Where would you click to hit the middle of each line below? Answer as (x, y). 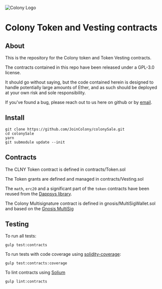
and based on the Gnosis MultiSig (40, 208)
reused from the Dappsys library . (39, 193)
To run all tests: (21, 236)
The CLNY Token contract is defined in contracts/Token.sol (65, 169)
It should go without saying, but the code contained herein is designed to (80, 82)
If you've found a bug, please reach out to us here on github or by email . (79, 102)
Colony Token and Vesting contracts (81, 28)
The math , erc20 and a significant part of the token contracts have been (77, 189)
